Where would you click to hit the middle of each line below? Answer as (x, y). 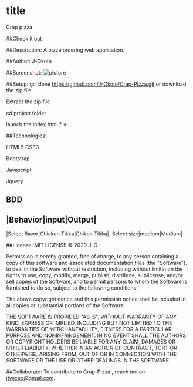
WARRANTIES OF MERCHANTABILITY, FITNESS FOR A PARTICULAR (89, 329)
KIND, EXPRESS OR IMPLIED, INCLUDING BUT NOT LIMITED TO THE (89, 323)
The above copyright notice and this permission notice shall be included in (96, 299)
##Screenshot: (24, 72)
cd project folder (26, 113)
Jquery (15, 181)
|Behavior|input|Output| (51, 219)
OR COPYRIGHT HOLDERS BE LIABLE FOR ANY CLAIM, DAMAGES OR (91, 342)
